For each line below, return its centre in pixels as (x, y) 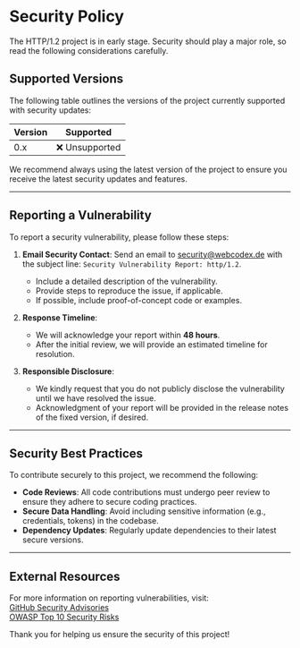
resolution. (55, 354)
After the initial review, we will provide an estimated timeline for (151, 344)
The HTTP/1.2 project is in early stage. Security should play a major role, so (148, 41)
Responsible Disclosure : (68, 371)
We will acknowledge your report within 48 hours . (128, 335)
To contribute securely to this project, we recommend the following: (134, 475)
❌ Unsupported (89, 147)
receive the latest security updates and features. (98, 179)
